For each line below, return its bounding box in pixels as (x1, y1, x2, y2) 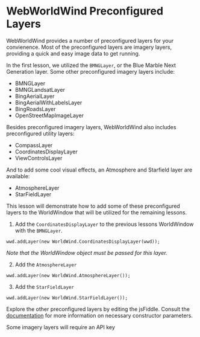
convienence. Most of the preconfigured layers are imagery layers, (6, 43, 172, 51)
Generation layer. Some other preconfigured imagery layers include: (6, 68, 175, 75)
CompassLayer (14, 141, 53, 149)
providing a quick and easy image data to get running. (6, 50, 140, 57)
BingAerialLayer (14, 92, 55, 100)
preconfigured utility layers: (6, 130, 75, 137)
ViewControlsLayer (14, 154, 63, 161)
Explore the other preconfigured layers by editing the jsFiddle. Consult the (6, 305, 190, 312)
